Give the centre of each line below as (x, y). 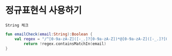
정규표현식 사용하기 (44, 10)
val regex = (27, 39)
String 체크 (17, 25)
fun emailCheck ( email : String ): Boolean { (49, 34)
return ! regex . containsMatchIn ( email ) (65, 44)
